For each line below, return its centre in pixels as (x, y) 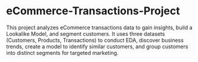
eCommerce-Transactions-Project (93, 11)
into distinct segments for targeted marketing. (62, 52)
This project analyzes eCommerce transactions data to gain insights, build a (99, 27)
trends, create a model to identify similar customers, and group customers (97, 46)
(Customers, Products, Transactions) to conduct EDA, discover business (95, 40)
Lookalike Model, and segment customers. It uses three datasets (86, 33)
